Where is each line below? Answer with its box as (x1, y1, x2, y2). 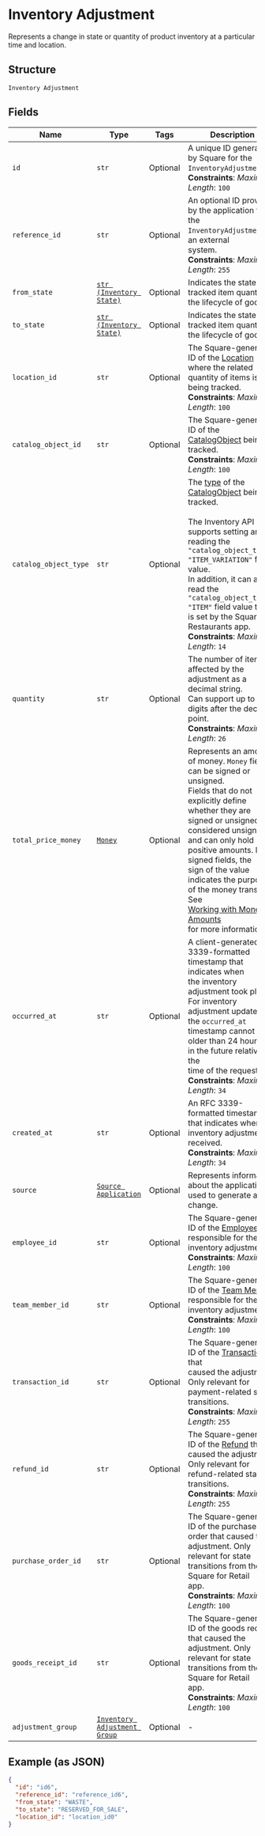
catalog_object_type (12, 559, 89, 569)
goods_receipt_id (12, 1658, 77, 1667)
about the (188, 1179, 223, 1191)
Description (210, 129, 255, 140)
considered (188, 824, 230, 835)
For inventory (188, 995, 237, 1006)
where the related (188, 362, 254, 373)
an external (188, 234, 230, 245)
